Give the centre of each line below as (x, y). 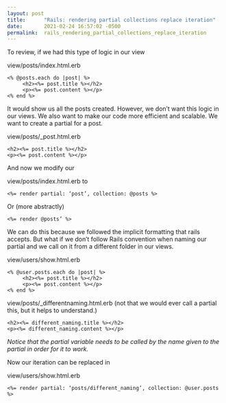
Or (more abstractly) (36, 207)
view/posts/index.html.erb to (48, 181)
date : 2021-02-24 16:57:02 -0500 (64, 26)
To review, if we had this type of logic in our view (76, 52)
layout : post (26, 13)
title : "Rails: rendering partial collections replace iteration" (111, 20)
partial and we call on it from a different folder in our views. (90, 246)
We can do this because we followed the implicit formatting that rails (104, 232)
